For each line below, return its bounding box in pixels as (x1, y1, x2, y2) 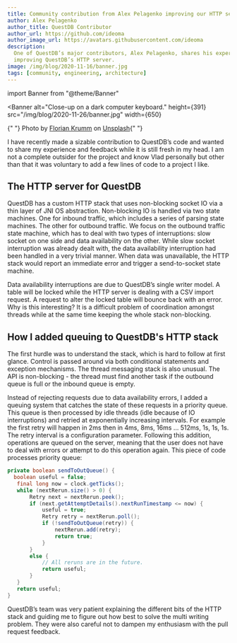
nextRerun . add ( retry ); (54, 526, 121, 533)
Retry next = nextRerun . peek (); (29, 493, 125, 500)
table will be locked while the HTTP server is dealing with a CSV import (7, 288, 214, 297)
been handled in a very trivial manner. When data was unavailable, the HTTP (7, 252, 229, 260)
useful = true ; (42, 507, 87, 514)
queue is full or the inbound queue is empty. (7, 379, 135, 389)
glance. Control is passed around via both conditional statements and (7, 358, 209, 366)
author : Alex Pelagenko (7, 17, 78, 24)
